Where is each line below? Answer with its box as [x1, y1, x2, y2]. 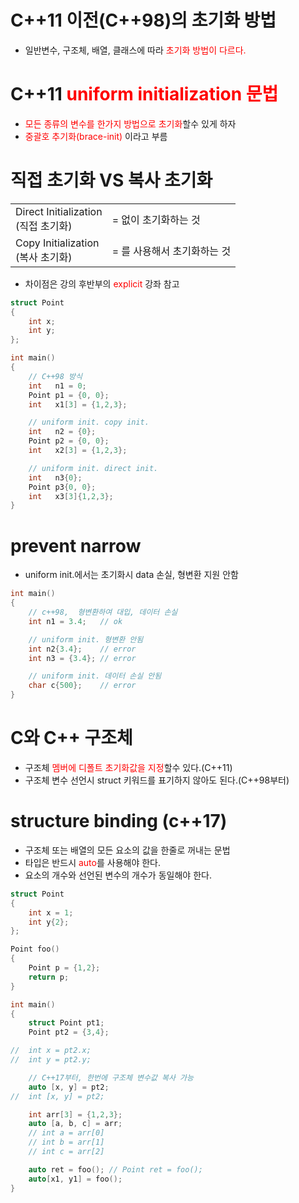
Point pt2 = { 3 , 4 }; [28, 1027, 110, 1038]
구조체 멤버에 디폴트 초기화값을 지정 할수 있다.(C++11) [24, 761, 233, 773]
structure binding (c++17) [10, 810, 228, 833]
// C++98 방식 [28, 371, 83, 381]
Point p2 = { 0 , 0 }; [28, 436, 110, 446]
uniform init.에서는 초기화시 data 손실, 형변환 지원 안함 [24, 569, 239, 581]
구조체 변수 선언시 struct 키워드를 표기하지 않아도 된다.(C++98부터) [24, 774, 290, 786]
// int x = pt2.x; [10, 1046, 92, 1056]
